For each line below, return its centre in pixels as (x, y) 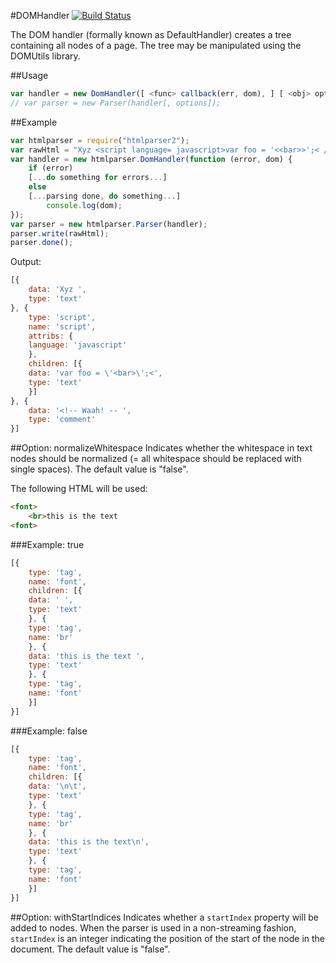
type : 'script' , (62, 317)
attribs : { (51, 336)
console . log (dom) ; (84, 205)
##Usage (29, 75)
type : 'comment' (62, 420)
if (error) (51, 168)
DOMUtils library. (45, 56)
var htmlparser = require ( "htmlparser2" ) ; (100, 140)
